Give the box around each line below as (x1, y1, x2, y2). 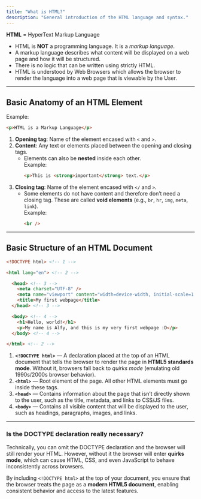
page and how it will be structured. (14, 55, 100, 62)
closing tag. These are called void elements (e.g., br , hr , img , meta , (23, 196, 188, 204)
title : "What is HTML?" (6, 8, 66, 15)
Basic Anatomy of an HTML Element (6, 97, 143, 107)
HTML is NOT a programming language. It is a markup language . (14, 43, 175, 50)
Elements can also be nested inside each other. (23, 155, 142, 162)
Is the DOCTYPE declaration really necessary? (6, 430, 144, 438)
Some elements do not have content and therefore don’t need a (23, 190, 181, 197)
